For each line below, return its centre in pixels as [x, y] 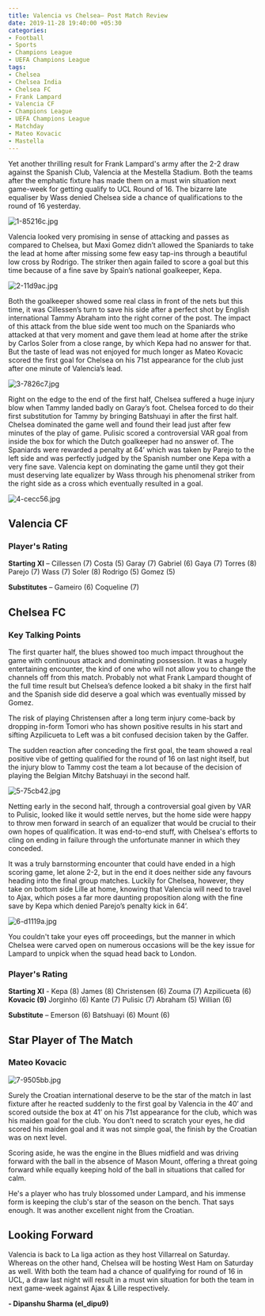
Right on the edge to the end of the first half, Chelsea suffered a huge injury [131, 399]
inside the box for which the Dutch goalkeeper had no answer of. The [121, 441]
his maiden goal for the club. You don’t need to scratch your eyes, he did [127, 1120]
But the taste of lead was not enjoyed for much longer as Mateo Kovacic [126, 351]
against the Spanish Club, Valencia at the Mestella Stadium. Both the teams [131, 172]
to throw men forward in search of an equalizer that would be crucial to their [132, 823]
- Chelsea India [35, 82]
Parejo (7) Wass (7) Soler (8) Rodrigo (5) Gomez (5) [92, 572]
